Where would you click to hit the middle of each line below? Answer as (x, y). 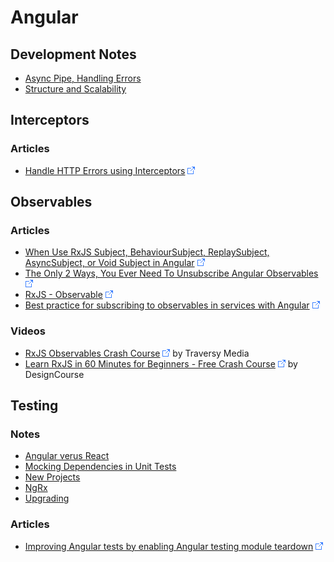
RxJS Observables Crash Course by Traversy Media (137, 353)
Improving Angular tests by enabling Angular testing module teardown (169, 546)
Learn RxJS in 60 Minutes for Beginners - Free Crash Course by (161, 363)
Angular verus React (67, 456)
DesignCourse (54, 374)
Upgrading (47, 498)
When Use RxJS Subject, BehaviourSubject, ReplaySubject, (147, 252)
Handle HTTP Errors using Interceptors (105, 170)
